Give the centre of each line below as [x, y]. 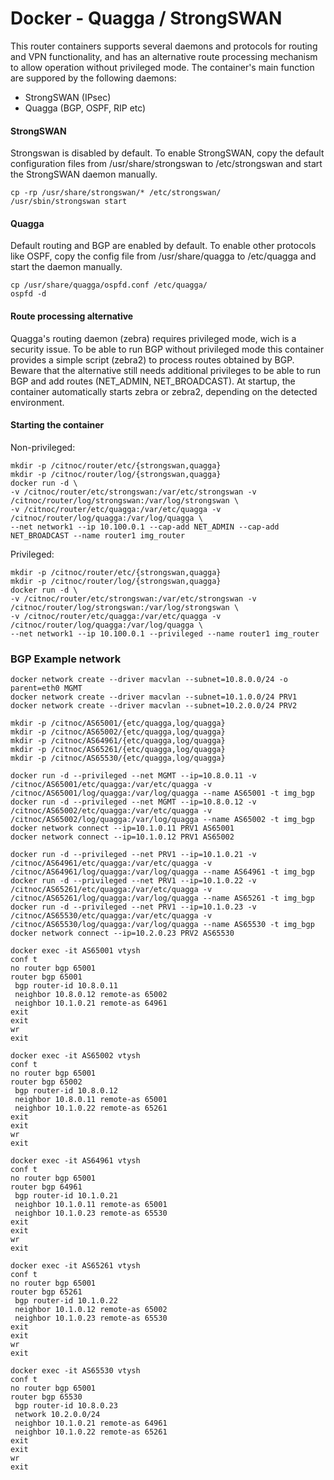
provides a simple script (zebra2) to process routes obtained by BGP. [152, 359]
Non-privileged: [43, 447]
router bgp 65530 [46, 1397]
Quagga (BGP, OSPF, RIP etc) [85, 108]
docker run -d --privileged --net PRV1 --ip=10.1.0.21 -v [133, 855]
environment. [37, 402]
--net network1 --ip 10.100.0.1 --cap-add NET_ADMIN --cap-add [145, 527]
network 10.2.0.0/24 [57, 1415]
